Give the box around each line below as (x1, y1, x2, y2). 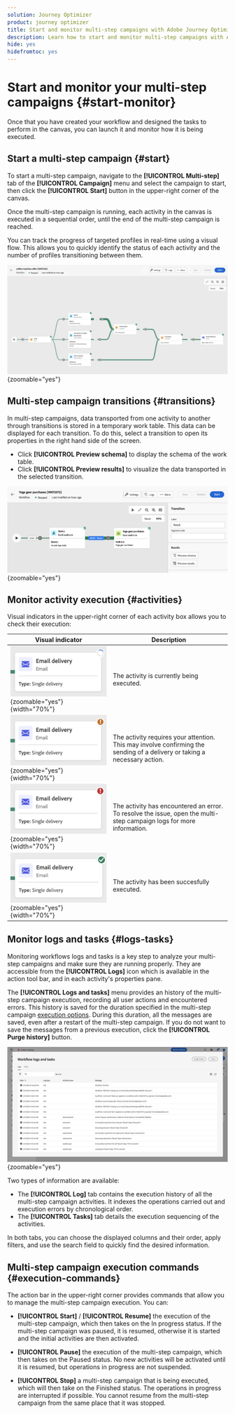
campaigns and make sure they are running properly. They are (21, 959, 201, 968)
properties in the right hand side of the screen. (7, 436, 142, 445)
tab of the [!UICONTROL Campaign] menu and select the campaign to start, (7, 179, 227, 187)
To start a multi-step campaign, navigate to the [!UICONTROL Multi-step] (7, 171, 220, 180)
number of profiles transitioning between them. (7, 251, 143, 259)
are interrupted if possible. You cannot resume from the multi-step (17, 1392, 209, 1400)
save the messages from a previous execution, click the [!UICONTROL (7, 1025, 211, 1034)
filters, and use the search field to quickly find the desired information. (7, 1241, 210, 1249)
